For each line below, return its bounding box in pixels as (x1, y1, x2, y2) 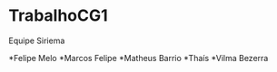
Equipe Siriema (8, 35, 65, 46)
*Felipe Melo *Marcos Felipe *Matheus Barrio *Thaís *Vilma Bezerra (8, 52, 269, 63)
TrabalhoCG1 (8, 5, 108, 26)
